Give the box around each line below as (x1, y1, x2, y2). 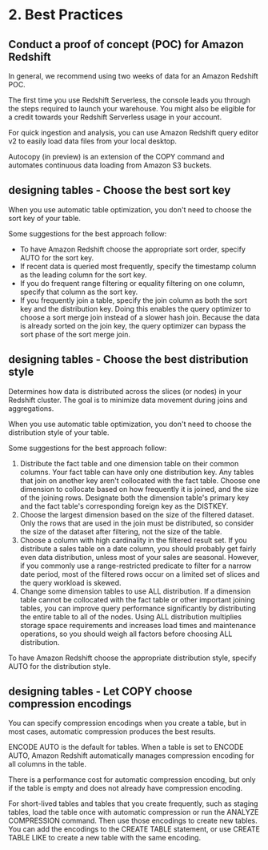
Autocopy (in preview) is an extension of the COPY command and (8, 152, 226, 161)
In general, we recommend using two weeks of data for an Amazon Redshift (8, 71, 258, 81)
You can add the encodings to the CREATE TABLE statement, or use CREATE (8, 824, 260, 834)
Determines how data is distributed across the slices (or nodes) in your (8, 386, 242, 396)
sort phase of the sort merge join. (19, 329, 130, 339)
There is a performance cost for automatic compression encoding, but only (8, 775, 256, 784)
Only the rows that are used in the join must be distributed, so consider (19, 518, 254, 528)
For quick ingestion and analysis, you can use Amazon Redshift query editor (8, 128, 259, 137)
